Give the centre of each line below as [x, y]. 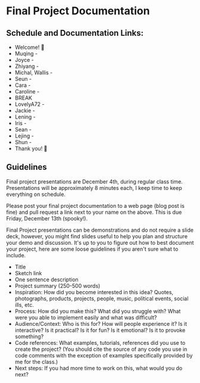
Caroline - [27, 91]
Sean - [23, 130]
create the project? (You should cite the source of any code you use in [101, 349]
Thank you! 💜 [31, 148]
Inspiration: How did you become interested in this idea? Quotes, [94, 292]
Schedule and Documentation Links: [75, 33]
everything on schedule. [36, 194]
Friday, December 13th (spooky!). [47, 218]
